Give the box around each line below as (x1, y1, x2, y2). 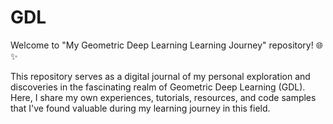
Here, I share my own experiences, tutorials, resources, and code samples (10, 91, 317, 103)
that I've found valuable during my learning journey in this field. (10, 102, 271, 114)
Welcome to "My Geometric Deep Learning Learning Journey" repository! (10, 39, 314, 51)
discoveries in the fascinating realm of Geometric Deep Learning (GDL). (10, 81, 306, 93)
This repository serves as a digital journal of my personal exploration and (10, 70, 311, 82)
